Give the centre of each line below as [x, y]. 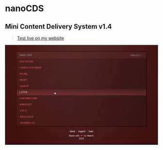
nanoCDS [24, 9]
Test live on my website [41, 38]
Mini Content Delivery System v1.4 [58, 27]
